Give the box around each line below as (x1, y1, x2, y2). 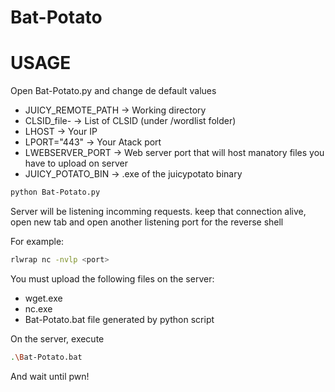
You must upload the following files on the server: (10, 272, 215, 285)
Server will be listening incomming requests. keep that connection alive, (10, 206, 307, 217)
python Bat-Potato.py (10, 187, 101, 198)
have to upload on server (24, 157, 129, 170)
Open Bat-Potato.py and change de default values (10, 85, 217, 97)
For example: (10, 236, 65, 247)
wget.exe (24, 292, 63, 304)
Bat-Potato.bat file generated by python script (24, 313, 215, 325)
